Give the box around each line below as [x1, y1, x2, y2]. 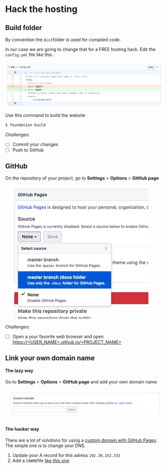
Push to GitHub [12, 147, 44, 153]
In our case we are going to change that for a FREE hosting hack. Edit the [5, 46, 156, 52]
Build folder [5, 23, 42, 32]
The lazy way [5, 367, 33, 373]
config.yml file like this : [5, 51, 55, 57]
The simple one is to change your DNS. [5, 442, 86, 448]
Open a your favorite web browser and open [12, 333, 104, 339]
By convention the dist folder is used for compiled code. [5, 36, 121, 42]
